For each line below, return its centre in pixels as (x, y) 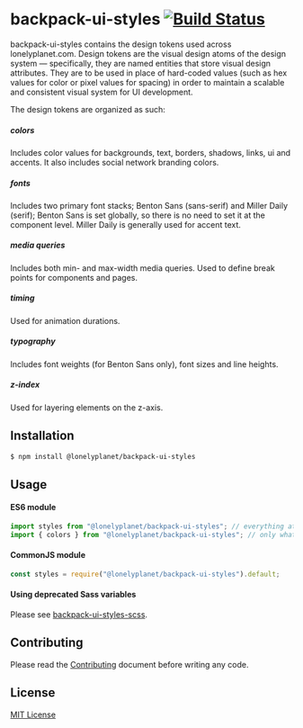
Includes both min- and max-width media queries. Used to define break (143, 268)
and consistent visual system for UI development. (102, 92)
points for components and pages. (74, 277)
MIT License (33, 715)
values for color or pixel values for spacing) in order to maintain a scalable (147, 82)
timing (22, 298)
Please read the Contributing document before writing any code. (129, 664)
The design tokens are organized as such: (88, 109)
